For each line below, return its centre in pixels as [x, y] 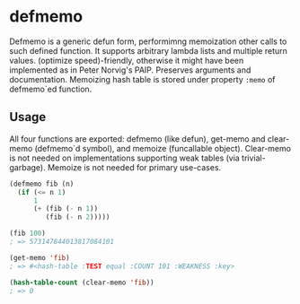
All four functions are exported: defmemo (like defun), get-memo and [137, 139]
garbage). [28, 167]
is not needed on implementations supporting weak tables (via [124, 158]
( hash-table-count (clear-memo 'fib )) [82, 282]
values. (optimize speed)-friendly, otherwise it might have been [127, 60]
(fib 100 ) [28, 234]
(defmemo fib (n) [42, 184]
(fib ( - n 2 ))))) [78, 217]
